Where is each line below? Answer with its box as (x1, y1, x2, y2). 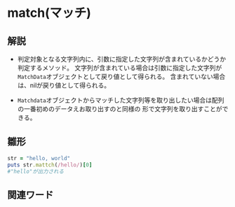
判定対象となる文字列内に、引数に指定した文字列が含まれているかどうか (17, 55, 227, 63)
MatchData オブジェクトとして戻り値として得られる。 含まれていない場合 (17, 73, 226, 80)
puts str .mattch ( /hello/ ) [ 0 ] (7, 161, 93, 169)
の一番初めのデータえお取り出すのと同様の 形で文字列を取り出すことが (17, 105, 222, 113)
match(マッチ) (7, 5, 91, 21)
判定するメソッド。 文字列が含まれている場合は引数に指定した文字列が (17, 64, 222, 72)
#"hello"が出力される (7, 168, 65, 175)
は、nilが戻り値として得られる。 (17, 81, 111, 90)
